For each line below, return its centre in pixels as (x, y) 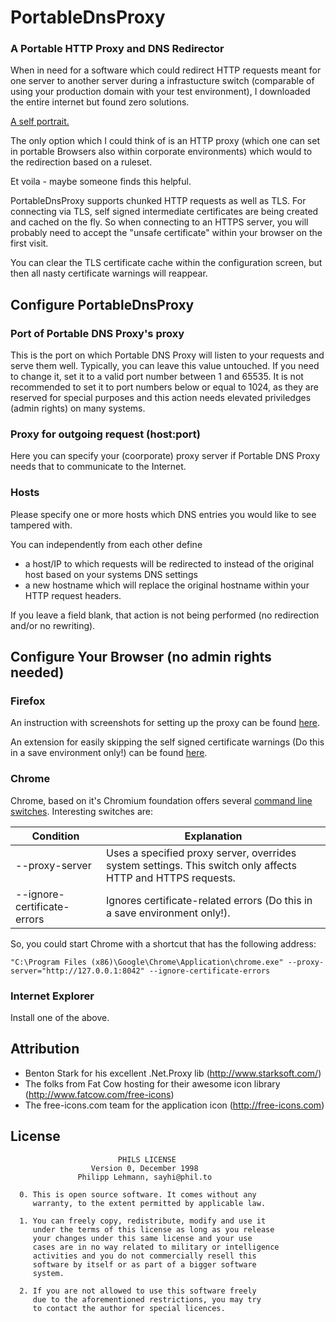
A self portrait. (40, 122)
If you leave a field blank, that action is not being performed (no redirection (165, 615)
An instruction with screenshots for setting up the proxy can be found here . (165, 723)
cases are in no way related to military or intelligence (156, 1247)
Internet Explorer (52, 996)
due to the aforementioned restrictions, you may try (147, 1299)
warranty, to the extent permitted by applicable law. (149, 1203)
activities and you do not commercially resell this (144, 1256)
